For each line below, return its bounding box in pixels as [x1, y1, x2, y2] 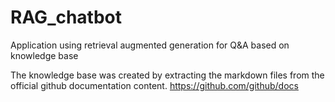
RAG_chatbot [10, 6, 123, 29]
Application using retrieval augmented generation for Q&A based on [10, 39, 290, 51]
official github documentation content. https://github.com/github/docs [10, 79, 299, 91]
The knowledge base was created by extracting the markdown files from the [10, 69, 325, 81]
